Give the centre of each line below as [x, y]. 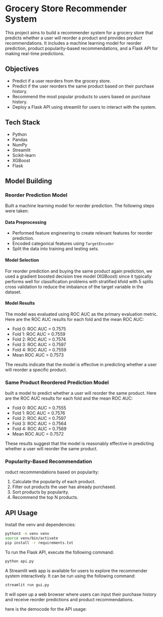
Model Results [20, 303]
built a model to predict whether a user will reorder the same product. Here [81, 393]
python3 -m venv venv [27, 534]
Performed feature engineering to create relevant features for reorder [82, 233]
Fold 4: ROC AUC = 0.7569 [39, 429]
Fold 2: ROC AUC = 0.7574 [39, 339]
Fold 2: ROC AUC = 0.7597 [39, 418]
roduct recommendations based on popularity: [52, 472]
